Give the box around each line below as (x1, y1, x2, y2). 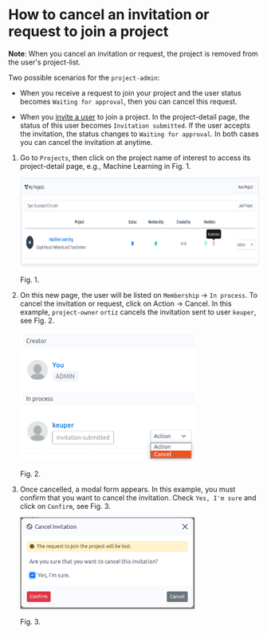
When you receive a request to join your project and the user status (19, 88, 241, 97)
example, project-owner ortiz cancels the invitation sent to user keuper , (19, 307, 257, 316)
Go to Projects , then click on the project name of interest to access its (19, 153, 251, 162)
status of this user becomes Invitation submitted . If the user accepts (19, 120, 251, 130)
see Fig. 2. (19, 315, 55, 325)
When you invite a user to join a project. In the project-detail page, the (19, 112, 250, 121)
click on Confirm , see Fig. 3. (19, 501, 112, 511)
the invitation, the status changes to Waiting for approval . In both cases (19, 129, 259, 139)
